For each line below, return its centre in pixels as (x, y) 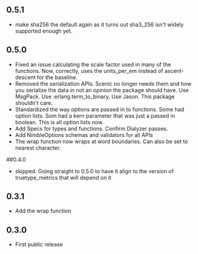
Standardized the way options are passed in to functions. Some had (100, 109)
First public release (39, 244)
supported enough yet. (44, 31)
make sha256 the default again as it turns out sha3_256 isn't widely (99, 24)
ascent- (174, 71)
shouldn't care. (34, 103)
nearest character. (38, 148)
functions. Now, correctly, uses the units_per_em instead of (89, 71)
